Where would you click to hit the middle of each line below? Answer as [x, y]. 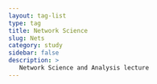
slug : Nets [27, 38]
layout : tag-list [37, 16]
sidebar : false [34, 53]
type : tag [25, 23]
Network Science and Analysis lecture [84, 68]
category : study [35, 46]
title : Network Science [48, 30]
